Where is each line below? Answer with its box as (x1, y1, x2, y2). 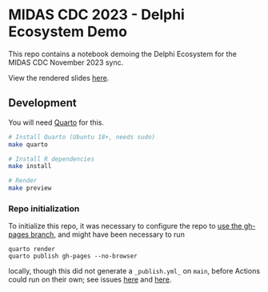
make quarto (8, 140, 48, 149)
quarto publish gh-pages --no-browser (8, 252, 138, 261)
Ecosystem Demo (8, 22, 128, 41)
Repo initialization (8, 202, 80, 214)
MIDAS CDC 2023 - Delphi (8, 6, 186, 24)
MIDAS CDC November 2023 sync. (8, 58, 124, 67)
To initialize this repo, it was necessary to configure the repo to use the (8, 222, 242, 231)
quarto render (8, 246, 56, 254)
